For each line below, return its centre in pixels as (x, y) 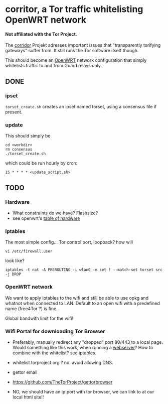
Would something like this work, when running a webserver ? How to (83, 347)
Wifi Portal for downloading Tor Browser (55, 331)
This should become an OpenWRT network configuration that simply (76, 60)
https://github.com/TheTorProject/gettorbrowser (62, 382)
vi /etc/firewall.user (29, 251)
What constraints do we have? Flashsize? (55, 213)
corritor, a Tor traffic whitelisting (74, 9)
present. (14, 112)
